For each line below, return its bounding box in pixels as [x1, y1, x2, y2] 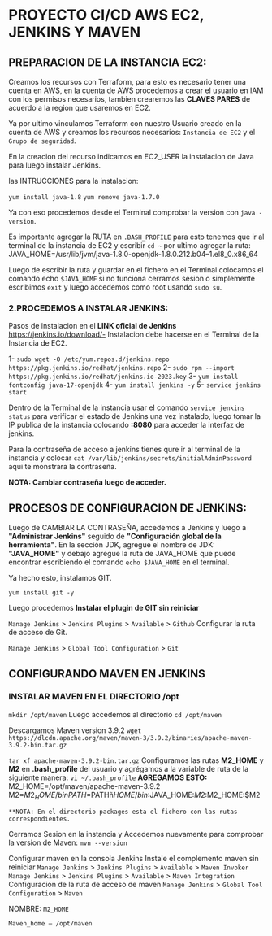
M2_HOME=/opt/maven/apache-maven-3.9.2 [8, 781, 161, 790]
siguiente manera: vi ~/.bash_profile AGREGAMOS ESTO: [8, 773, 208, 782]
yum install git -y [8, 589, 75, 597]
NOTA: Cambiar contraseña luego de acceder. [8, 477, 166, 487]
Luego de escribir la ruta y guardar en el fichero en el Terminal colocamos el [8, 265, 264, 274]
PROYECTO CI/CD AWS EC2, [8, 6, 205, 24]
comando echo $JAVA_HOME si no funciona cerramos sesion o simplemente [8, 274, 256, 283]
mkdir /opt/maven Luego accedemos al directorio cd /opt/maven [8, 709, 222, 719]
